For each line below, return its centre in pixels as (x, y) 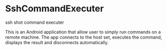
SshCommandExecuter (55, 9)
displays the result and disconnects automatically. (57, 42)
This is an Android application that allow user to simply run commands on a (83, 32)
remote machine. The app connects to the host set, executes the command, (84, 37)
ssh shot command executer (35, 22)
